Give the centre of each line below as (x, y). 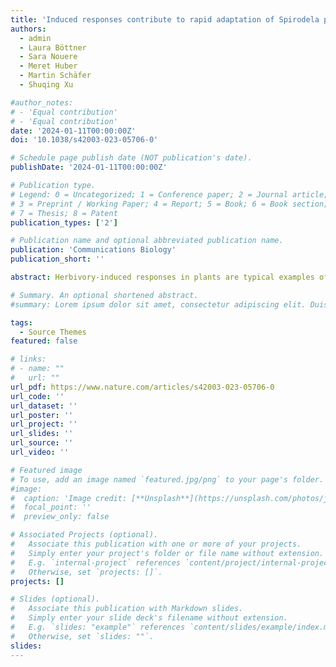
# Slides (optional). (55, 599)
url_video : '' (40, 452)
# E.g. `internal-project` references (96, 562)
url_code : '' (37, 396)
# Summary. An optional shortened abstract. (104, 295)
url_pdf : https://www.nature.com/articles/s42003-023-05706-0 (142, 387)
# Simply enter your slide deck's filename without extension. (149, 618)
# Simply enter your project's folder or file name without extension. (167, 553)
